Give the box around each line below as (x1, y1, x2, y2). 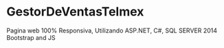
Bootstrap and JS (6, 33, 56, 41)
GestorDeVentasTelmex (6, 4, 144, 20)
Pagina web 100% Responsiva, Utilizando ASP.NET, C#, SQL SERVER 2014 (6, 26, 218, 34)
